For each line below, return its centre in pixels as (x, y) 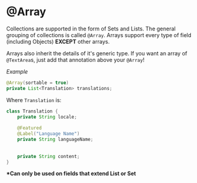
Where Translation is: (34, 100)
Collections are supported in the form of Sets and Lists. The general (91, 29)
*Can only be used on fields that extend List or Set (71, 174)
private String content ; (48, 156)
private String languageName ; (55, 140)
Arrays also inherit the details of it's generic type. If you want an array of (97, 53)
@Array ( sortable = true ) (38, 83)
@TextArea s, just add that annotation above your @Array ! (75, 60)
